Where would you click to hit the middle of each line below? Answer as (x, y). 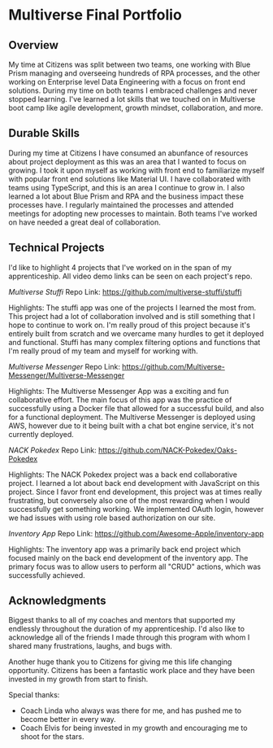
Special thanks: (34, 695)
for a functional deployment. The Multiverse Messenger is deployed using (132, 417)
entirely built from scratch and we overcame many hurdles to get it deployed (136, 333)
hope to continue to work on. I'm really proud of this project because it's (129, 325)
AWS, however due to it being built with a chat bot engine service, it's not (131, 426)
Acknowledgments (58, 601)
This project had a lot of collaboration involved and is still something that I (132, 316)
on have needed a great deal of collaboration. (84, 222)
